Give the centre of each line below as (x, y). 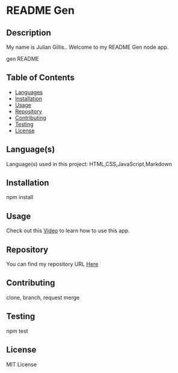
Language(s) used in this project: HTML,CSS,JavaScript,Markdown (89, 164)
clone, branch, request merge (43, 297)
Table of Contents (41, 78)
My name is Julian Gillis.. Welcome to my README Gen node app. (87, 47)
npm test (17, 331)
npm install (20, 197)
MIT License (22, 364)
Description (29, 33)
